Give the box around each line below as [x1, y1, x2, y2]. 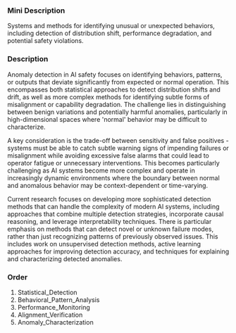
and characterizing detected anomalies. [7, 254, 123, 263]
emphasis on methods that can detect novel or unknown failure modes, [7, 225, 213, 233]
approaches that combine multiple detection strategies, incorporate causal [7, 210, 224, 218]
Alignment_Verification [17, 310, 83, 319]
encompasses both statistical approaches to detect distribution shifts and [7, 85, 221, 94]
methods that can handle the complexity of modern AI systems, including [7, 202, 220, 211]
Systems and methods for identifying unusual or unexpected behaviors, [7, 22, 215, 30]
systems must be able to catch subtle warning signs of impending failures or [7, 144, 229, 152]
